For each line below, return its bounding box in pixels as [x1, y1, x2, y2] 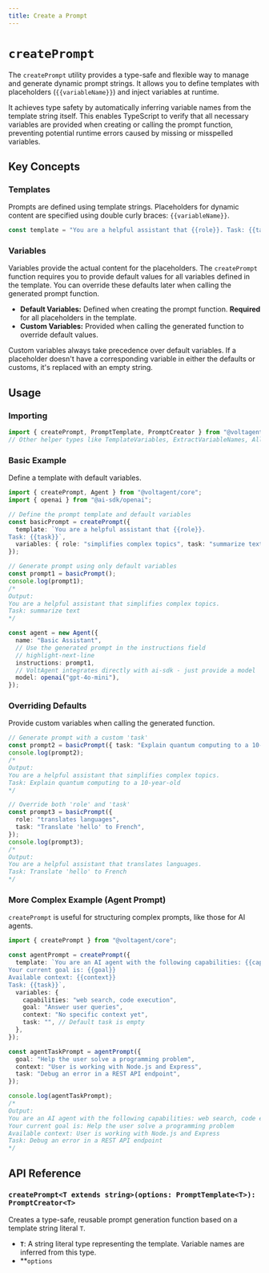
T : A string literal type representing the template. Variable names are [19, 1238, 245, 1248]
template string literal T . [8, 1223, 86, 1233]
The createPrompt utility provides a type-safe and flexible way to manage [8, 70, 250, 79]
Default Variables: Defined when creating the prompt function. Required [19, 304, 261, 314]
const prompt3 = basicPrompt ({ [8, 808, 113, 816]
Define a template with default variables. [8, 473, 142, 482]
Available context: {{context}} [8, 973, 116, 982]
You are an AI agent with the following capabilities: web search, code [8, 1114, 256, 1122]
